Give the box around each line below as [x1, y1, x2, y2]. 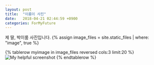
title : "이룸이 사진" [5, 12, 47, 16]
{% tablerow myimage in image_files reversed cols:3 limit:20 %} [5, 49, 134, 55]
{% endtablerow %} [56, 54, 97, 61]
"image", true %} [5, 40, 39, 46]
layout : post [5, 7, 32, 12]
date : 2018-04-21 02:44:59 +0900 [5, 16, 78, 21]
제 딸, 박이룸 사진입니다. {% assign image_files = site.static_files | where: [5, 34, 150, 40]
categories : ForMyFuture [5, 20, 56, 26]
